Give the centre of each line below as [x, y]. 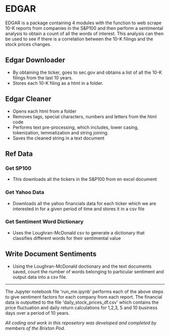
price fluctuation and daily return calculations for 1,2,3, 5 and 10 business [81, 307]
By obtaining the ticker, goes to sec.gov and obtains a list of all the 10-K [87, 72]
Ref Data [19, 154]
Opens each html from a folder [45, 111]
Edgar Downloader [35, 60]
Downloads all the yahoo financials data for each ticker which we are [84, 203]
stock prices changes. [28, 44]
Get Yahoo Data [25, 193]
